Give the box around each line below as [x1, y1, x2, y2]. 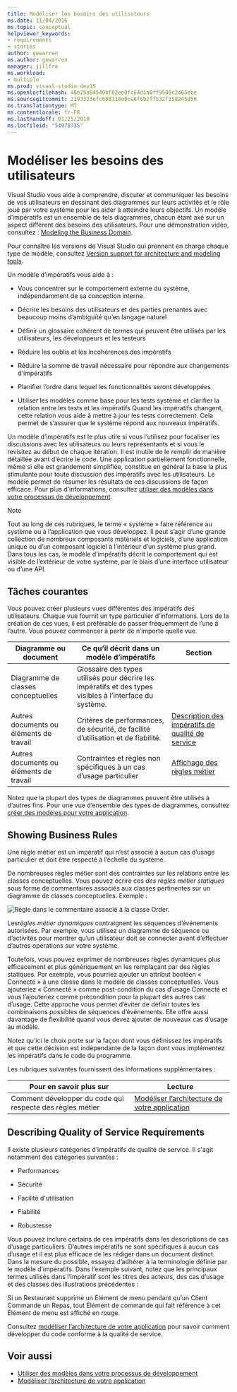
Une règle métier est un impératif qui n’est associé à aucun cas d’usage [7, 848, 215, 857]
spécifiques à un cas [76, 762, 146, 772]
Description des [171, 711, 224, 721]
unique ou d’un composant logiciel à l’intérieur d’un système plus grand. [7, 542, 217, 551]
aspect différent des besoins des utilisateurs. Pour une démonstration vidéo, [7, 220, 229, 230]
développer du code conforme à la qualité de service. [7, 1329, 164, 1338]
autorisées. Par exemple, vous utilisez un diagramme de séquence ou [7, 927, 209, 935]
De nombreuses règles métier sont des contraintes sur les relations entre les [7, 869, 229, 878]
